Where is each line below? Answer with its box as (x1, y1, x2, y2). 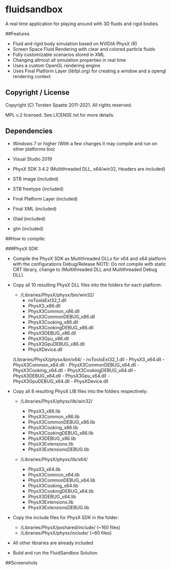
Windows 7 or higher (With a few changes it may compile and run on (12, 140, 158, 146)
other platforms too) (12, 145, 55, 152)
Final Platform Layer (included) (12, 195, 78, 201)
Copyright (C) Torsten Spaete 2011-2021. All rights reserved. (5, 102, 133, 108)
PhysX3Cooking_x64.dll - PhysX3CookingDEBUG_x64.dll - (12, 367, 137, 373)
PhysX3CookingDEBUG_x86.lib (28, 430, 94, 436)
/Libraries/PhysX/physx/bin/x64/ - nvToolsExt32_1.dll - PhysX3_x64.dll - (12, 356, 165, 362)
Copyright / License (5, 88, 70, 97)
